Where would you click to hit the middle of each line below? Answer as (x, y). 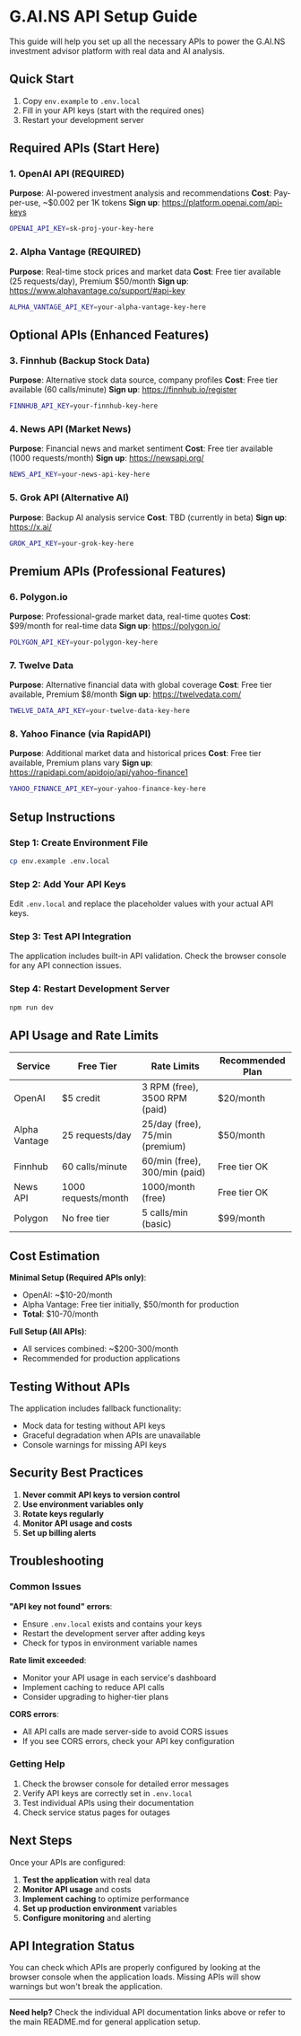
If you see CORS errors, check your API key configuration (128, 1741)
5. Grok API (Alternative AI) (69, 498)
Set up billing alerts (59, 1532)
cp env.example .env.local (60, 861)
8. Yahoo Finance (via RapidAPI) (80, 734)
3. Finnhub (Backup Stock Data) (80, 360)
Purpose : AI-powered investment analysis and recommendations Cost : (141, 193)
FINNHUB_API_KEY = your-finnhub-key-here (84, 406)
